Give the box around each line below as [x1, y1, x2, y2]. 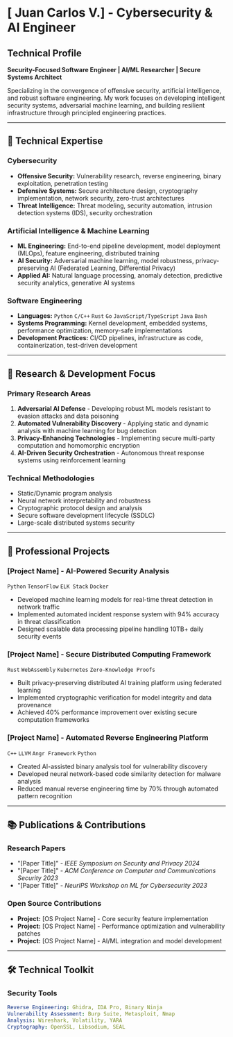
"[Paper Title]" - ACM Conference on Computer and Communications [17, 866, 216, 875]
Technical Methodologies [7, 473, 95, 483]
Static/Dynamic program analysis [17, 489, 112, 498]
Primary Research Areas [7, 389, 92, 398]
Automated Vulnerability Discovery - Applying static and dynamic [17, 419, 209, 428]
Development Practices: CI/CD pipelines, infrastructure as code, [17, 334, 203, 342]
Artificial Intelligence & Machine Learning [7, 226, 150, 235]
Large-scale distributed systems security [17, 518, 135, 527]
